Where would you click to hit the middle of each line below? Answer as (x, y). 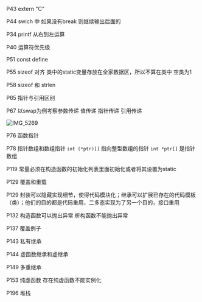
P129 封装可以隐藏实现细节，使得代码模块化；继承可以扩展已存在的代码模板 (101, 195)
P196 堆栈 (19, 293)
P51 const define (27, 59)
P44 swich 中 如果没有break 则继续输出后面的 (64, 21)
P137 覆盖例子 (24, 228)
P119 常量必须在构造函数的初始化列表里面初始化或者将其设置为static (91, 169)
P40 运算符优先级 (28, 47)
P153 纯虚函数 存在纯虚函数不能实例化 (54, 280)
